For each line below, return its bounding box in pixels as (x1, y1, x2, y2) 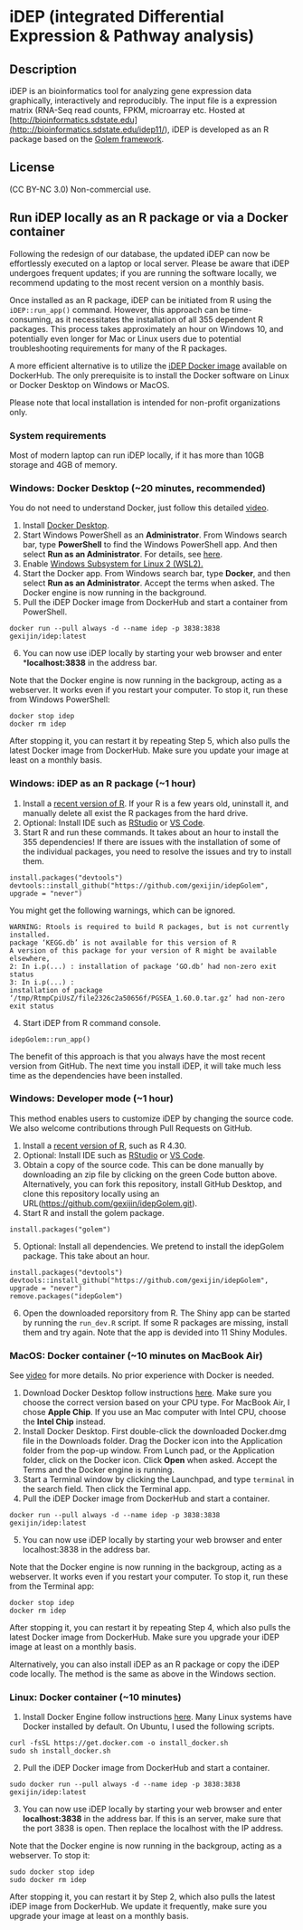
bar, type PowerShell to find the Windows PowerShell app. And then (22, 539, 278, 550)
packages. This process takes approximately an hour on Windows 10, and (9, 323, 284, 334)
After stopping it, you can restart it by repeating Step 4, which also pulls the (9, 1622, 291, 1633)
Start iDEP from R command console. (22, 1017, 161, 1028)
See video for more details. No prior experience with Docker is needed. (9, 1370, 275, 1381)
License (9, 160, 55, 176)
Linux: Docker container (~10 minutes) (9, 1691, 182, 1704)
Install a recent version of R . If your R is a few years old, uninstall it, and (22, 798, 289, 809)
